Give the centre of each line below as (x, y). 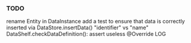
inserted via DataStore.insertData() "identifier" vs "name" (78, 27)
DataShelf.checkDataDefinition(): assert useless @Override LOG (86, 34)
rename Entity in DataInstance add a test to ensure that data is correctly (96, 21)
